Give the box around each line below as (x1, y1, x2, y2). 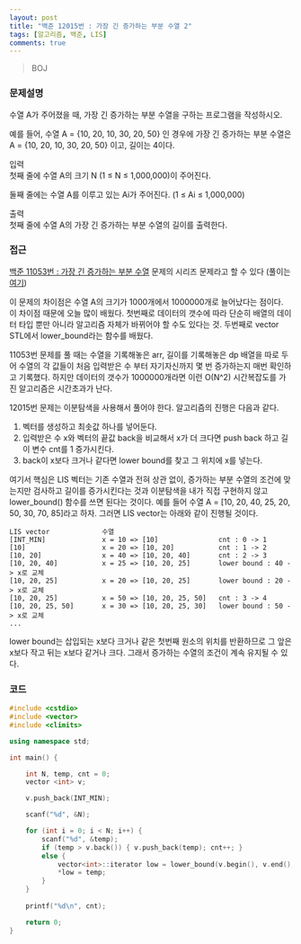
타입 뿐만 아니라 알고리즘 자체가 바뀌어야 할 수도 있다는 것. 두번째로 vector (18, 318, 279, 329)
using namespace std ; (9, 736, 91, 746)
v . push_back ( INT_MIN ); (25, 794, 111, 803)
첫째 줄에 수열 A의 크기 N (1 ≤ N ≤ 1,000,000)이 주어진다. (9, 170, 211, 181)
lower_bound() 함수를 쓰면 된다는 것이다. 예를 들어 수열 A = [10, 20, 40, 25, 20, (9, 496, 290, 507)
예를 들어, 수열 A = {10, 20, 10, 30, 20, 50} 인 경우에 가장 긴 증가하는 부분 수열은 (9, 128, 292, 139)
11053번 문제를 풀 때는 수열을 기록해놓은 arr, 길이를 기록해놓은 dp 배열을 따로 (9, 349, 280, 360)
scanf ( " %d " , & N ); (25, 810, 91, 819)
